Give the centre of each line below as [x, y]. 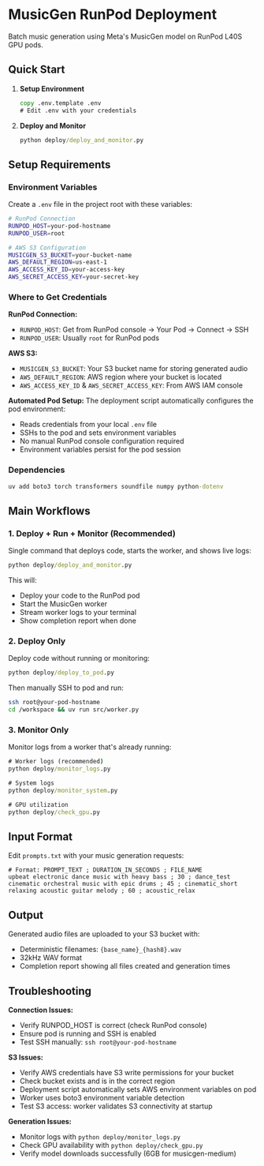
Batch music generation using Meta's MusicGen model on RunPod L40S [125, 36]
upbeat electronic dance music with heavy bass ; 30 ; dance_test [119, 877]
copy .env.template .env [60, 103]
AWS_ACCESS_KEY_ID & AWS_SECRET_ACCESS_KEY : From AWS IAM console [131, 385]
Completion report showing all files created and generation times [125, 966]
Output [26, 915]
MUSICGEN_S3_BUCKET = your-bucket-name [70, 255]
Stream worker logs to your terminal [78, 613]
